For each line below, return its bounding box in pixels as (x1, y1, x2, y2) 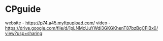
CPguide (5, 3, 41, 15)
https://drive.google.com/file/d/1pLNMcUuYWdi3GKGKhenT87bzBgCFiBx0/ (5, 25, 159, 31)
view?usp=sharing (5, 30, 43, 36)
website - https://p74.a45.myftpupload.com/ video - (5, 20, 111, 26)
